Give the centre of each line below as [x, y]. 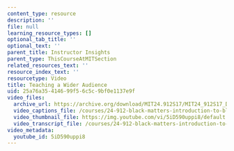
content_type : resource [42, 14]
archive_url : [32, 104]
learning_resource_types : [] [49, 33]
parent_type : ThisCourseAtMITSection [62, 59]
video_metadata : [31, 130]
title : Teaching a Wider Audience [57, 85]
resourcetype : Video [37, 78]
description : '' [31, 20]
